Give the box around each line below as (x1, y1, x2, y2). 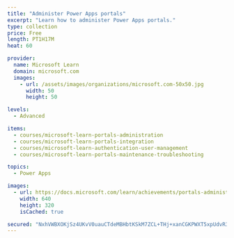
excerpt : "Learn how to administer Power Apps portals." (7, 17, 176, 24)
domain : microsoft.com (13, 67, 79, 75)
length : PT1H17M (7, 36, 54, 43)
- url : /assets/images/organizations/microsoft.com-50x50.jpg (19, 80, 204, 87)
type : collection (7, 23, 58, 30)
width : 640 (19, 195, 52, 202)
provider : (7, 55, 36, 62)
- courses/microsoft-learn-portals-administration (13, 131, 164, 139)
